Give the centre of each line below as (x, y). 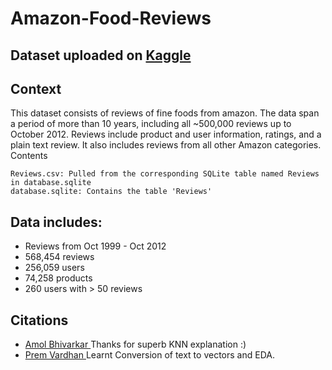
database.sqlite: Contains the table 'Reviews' (111, 192)
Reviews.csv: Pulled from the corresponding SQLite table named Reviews (165, 174)
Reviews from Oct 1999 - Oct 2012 (95, 246)
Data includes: (56, 222)
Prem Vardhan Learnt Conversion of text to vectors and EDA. (149, 355)
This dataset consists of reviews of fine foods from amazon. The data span (165, 113)
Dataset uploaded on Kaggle (101, 55)
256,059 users (54, 268)
